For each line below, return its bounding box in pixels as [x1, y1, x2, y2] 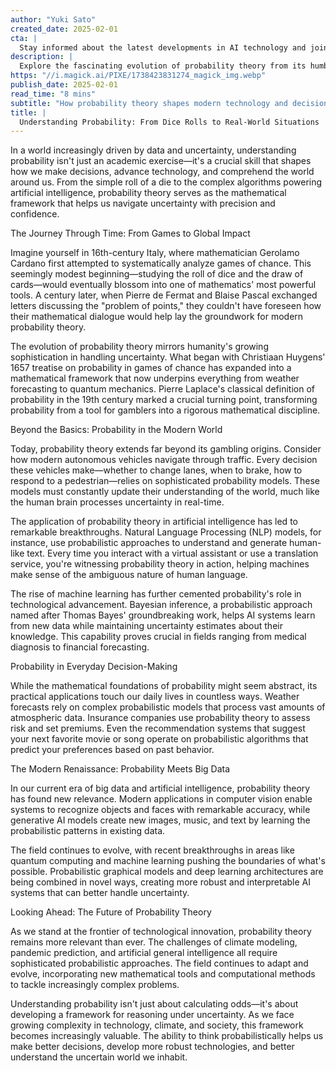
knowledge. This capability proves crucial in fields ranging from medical [10, 631, 307, 643]
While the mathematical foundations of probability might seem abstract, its [10, 680, 318, 692]
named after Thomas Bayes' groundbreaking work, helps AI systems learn [10, 609, 316, 621]
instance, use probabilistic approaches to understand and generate [10, 537, 288, 549]
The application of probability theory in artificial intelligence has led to [10, 516, 298, 528]
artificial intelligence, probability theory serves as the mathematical [10, 187, 287, 199]
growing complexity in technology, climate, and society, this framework [10, 1019, 304, 1031]
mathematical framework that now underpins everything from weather [10, 372, 300, 385]
